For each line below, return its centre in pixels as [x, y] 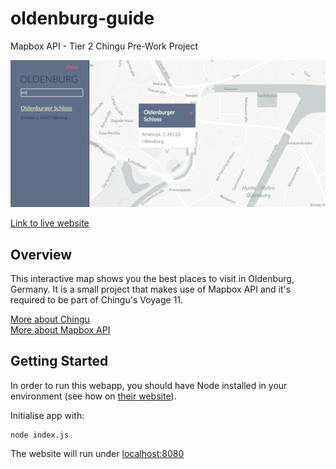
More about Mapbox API [60, 330]
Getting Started [59, 361]
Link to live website [50, 223]
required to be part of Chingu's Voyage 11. [97, 300]
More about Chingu [50, 319]
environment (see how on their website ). [93, 396]
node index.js [40, 435]
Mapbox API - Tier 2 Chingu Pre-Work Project [104, 46]
